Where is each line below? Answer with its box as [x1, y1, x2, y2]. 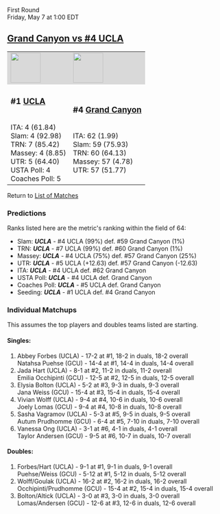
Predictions [7, 208, 47, 218]
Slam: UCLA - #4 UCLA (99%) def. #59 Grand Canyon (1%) [16, 237, 185, 246]
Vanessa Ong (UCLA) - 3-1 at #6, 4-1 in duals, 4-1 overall [16, 424, 178, 433]
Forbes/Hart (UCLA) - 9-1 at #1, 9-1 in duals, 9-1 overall [16, 462, 173, 471]
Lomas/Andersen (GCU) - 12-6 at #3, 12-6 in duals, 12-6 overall [16, 499, 196, 507]
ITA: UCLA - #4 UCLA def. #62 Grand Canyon [16, 266, 147, 274]
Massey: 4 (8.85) [10, 148, 66, 157]
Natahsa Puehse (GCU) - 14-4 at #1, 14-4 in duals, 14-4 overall [16, 359, 194, 367]
